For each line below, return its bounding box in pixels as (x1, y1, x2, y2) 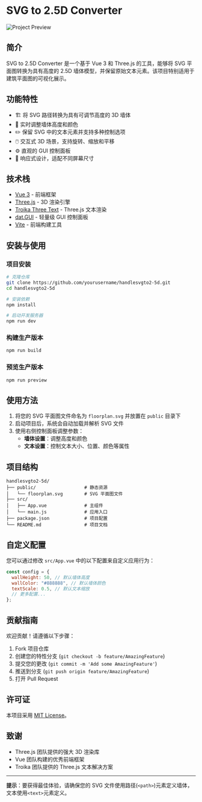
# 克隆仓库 (6, 274, 30, 280)
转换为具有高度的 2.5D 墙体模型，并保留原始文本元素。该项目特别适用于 (16, 67, 195, 74)
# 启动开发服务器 (6, 313, 43, 319)
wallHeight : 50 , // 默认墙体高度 (11, 574, 90, 580)
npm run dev (6, 318, 36, 324)
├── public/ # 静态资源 (6, 484, 108, 491)
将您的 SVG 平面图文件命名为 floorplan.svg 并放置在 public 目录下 (14, 412, 182, 419)
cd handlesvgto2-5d (6, 285, 55, 291)
